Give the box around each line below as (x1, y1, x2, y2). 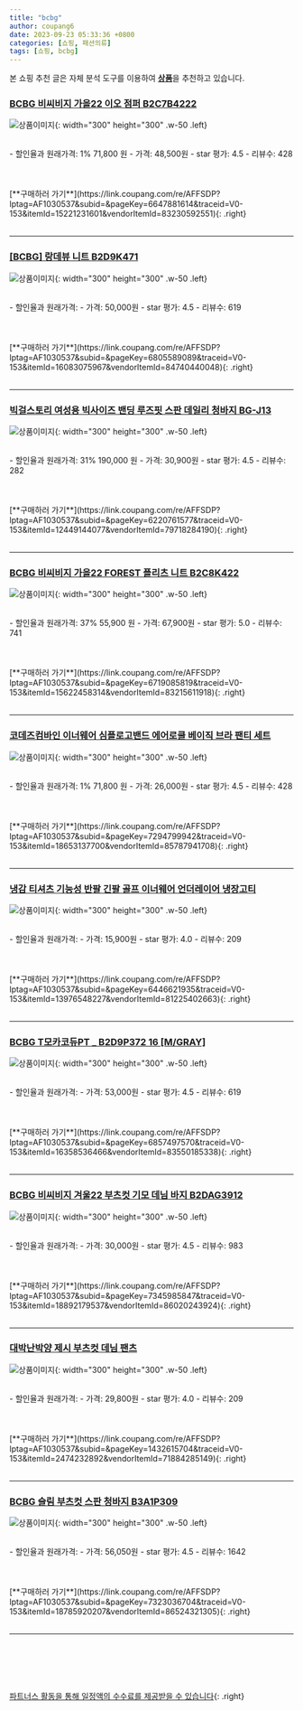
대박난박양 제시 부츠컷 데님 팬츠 (9, 1342, 138, 1355)
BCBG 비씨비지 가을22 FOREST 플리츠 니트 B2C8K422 (9, 566, 240, 579)
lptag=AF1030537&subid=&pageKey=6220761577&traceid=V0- (9, 515, 243, 526)
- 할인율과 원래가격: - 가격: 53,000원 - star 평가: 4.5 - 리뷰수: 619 (9, 1087, 242, 1098)
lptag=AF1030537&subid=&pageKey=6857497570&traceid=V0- (9, 1137, 245, 1148)
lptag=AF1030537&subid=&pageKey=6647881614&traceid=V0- (9, 199, 243, 210)
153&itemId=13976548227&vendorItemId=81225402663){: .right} (9, 993, 251, 1004)
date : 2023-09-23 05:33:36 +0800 (9, 30, 135, 39)
